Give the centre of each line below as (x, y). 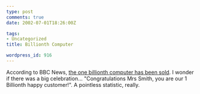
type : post (20, 12)
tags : (13, 33)
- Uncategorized (26, 39)
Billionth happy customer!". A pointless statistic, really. (73, 84)
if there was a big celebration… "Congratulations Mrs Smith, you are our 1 (97, 79)
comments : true (25, 17)
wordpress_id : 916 (29, 55)
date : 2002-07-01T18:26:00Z (41, 23)
